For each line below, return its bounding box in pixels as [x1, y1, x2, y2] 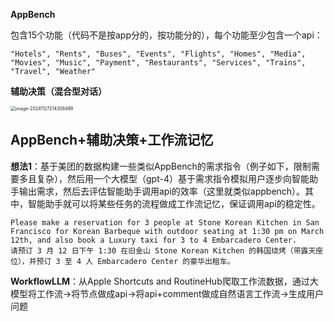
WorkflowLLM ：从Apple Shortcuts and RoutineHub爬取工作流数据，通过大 [10, 275, 319, 287]
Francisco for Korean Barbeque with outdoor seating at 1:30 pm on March [10, 226, 325, 236]
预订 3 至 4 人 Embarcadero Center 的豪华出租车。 [36, 256, 235, 266]
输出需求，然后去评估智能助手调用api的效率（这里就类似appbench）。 [18, 185, 306, 197]
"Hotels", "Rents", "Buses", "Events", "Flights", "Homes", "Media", [10, 49, 307, 59]
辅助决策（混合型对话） [10, 85, 107, 97]
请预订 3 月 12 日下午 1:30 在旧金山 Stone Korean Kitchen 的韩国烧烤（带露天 [10, 245, 317, 256]
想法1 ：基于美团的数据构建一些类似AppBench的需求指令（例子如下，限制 [10, 160, 312, 172]
